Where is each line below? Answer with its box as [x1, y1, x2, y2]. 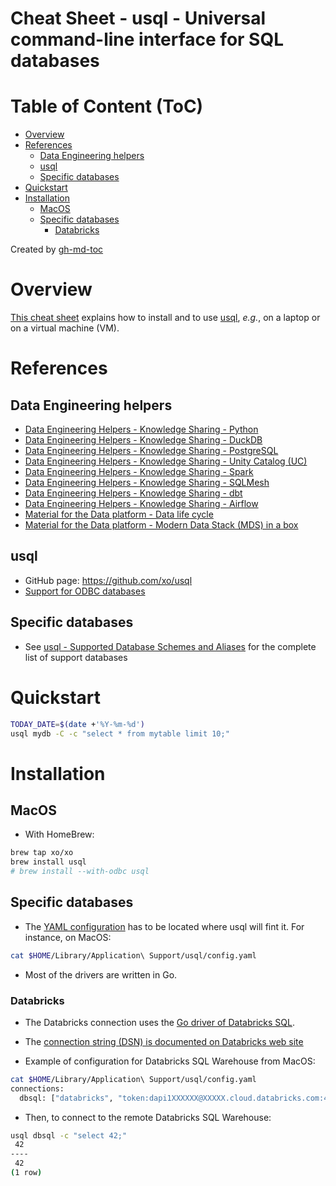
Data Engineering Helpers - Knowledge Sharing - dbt [24, 487, 243, 499]
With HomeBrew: [24, 828, 95, 841]
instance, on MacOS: [24, 931, 112, 943]
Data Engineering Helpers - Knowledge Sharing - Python [24, 423, 259, 436]
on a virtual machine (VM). [10, 322, 120, 334]
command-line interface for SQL [10, 28, 285, 51]
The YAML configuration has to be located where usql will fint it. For [24, 920, 305, 932]
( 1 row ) [10, 1168, 43, 1178]
